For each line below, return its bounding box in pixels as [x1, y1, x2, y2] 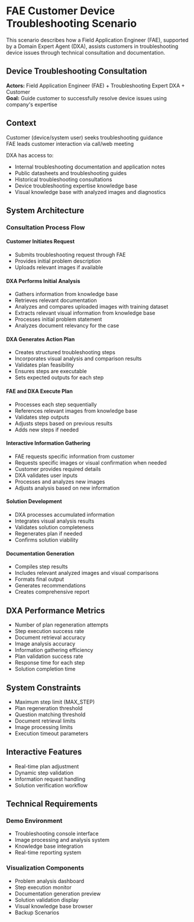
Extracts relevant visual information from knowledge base [14, 310, 156, 317]
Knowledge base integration [14, 842, 84, 850]
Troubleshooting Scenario [6, 17, 137, 30]
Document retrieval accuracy [14, 634, 86, 641]
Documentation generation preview [14, 890, 101, 897]
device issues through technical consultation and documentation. [6, 49, 166, 56]
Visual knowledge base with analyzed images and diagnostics [14, 188, 166, 195]
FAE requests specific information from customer [14, 453, 135, 460]
